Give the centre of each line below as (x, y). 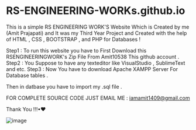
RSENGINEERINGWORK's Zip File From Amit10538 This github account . (93, 57)
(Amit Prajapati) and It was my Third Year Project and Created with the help (97, 33)
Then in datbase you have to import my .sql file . (64, 86)
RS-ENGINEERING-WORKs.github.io (96, 11)
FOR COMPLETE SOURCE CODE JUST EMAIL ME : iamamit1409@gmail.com (98, 98)
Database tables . (27, 75)
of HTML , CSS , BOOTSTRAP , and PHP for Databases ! (73, 39)
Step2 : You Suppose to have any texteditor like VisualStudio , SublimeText (96, 63)
